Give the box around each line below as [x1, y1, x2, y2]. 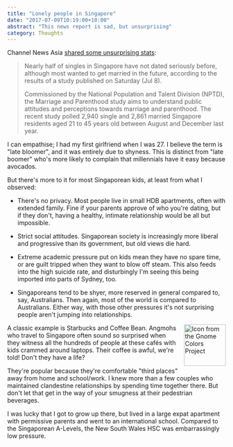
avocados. [7, 162, 37, 170]
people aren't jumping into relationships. [17, 310, 133, 319]
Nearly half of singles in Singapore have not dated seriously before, [24, 62, 217, 70]
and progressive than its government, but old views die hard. [17, 240, 191, 248]
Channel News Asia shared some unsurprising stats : [7, 49, 157, 57]
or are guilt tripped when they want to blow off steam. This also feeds [17, 261, 216, 269]
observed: [7, 183, 37, 191]
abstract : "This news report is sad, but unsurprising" [7, 23, 172, 30]
